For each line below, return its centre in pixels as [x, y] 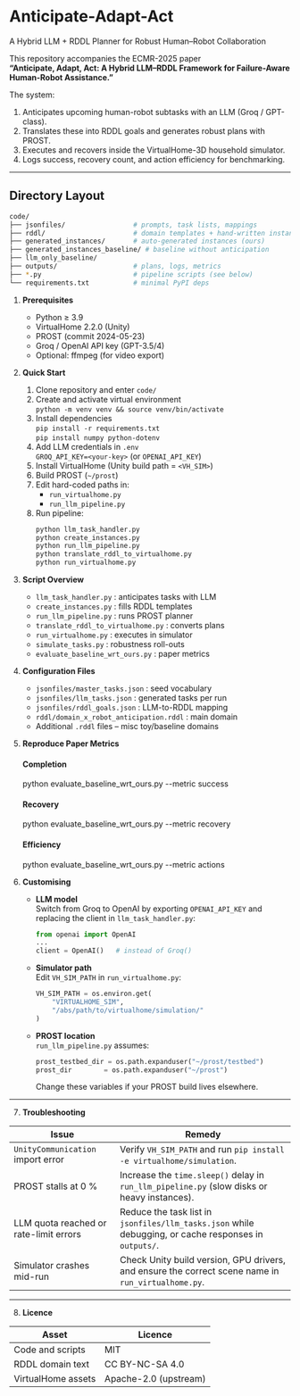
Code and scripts [50, 1350]
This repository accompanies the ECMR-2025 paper [105, 58]
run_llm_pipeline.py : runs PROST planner [114, 616]
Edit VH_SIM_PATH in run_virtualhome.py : [108, 977]
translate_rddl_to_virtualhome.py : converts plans [130, 625]
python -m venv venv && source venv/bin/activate [130, 409]
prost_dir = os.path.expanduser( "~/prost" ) [132, 1070]
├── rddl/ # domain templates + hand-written [137, 233]
